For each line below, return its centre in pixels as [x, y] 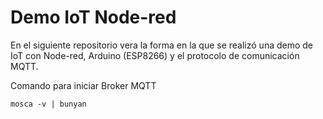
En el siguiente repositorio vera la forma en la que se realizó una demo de [162, 45]
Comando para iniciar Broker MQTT [83, 85]
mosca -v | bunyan [48, 104]
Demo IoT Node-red [93, 17]
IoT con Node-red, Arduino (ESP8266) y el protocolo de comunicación [155, 55]
